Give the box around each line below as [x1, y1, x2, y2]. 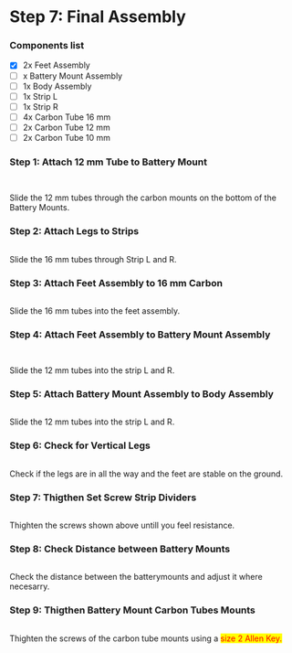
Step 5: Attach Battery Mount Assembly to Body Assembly [9, 388, 274, 401]
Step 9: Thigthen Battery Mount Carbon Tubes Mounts [9, 604, 255, 616]
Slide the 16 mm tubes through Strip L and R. [9, 253, 177, 264]
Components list [9, 39, 85, 52]
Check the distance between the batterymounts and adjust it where [9, 572, 263, 583]
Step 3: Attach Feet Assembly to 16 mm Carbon [9, 276, 224, 289]
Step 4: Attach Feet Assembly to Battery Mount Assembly [9, 327, 271, 340]
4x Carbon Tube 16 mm [22, 112, 111, 123]
